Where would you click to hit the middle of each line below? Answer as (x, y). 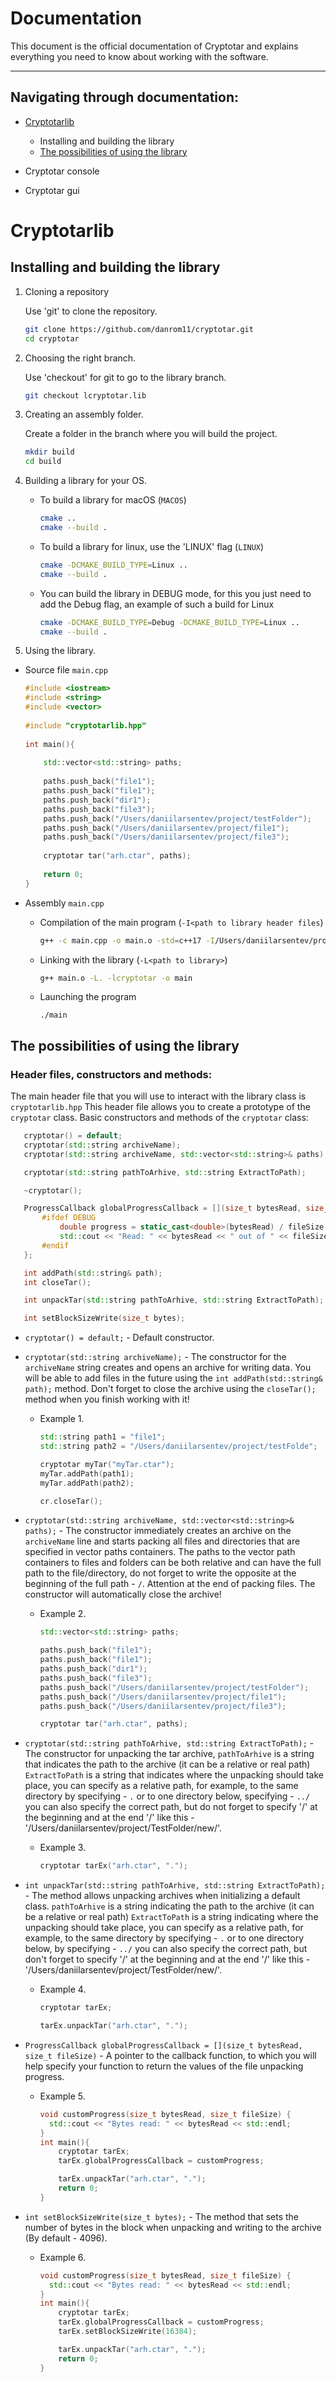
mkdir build (49, 452)
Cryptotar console (62, 171)
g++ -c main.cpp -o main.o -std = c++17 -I (127, 940)
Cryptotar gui (52, 190)
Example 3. (63, 1848)
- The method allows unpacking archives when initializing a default (162, 1896)
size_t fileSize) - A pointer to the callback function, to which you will (170, 2055)
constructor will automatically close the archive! (123, 1594)
